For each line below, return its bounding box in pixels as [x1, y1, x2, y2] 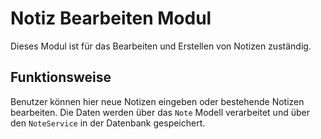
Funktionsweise [10, 69, 112, 86]
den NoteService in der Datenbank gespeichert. [10, 117, 206, 129]
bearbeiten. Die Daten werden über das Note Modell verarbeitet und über [10, 106, 310, 118]
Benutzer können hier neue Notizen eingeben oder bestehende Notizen [10, 95, 305, 107]
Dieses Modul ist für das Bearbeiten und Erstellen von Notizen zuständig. [10, 40, 312, 52]
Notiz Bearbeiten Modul [10, 7, 212, 30]
